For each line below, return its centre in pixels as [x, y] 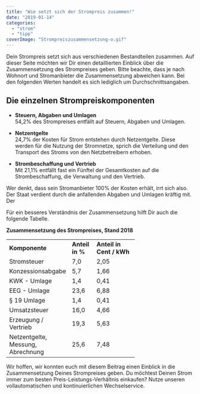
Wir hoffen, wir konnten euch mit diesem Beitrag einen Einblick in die [91, 366]
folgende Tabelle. [27, 218]
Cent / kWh [113, 252]
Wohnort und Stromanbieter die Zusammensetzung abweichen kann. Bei [96, 76]
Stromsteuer [27, 261]
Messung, [23, 344]
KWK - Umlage [31, 280]
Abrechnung [27, 352]
